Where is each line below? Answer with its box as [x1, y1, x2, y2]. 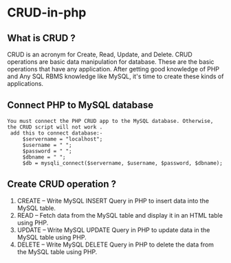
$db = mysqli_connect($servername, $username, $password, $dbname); [22, 159, 223, 166]
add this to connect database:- [10, 129, 103, 137]
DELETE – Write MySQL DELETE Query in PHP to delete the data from [16, 240, 214, 249]
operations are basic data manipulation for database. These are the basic [7, 58, 214, 66]
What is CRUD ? [7, 32, 76, 44]
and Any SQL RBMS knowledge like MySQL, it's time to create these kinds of [7, 72, 224, 80]
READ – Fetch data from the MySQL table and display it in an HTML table [16, 211, 223, 219]
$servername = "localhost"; [22, 135, 103, 142]
